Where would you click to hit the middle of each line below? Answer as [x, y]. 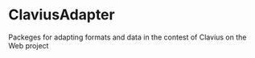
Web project [29, 45]
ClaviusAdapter [62, 15]
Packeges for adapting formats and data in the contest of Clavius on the [127, 37]
